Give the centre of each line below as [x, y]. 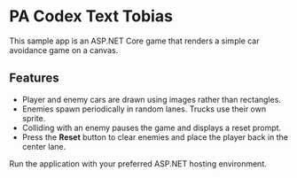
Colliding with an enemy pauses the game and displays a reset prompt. [152, 128]
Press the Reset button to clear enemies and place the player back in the [155, 137]
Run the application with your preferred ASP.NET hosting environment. [138, 163]
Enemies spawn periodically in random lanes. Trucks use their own [144, 109]
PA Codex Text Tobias [91, 16]
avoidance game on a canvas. [64, 50]
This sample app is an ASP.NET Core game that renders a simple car [134, 41]
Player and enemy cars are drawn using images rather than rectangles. [152, 99]
